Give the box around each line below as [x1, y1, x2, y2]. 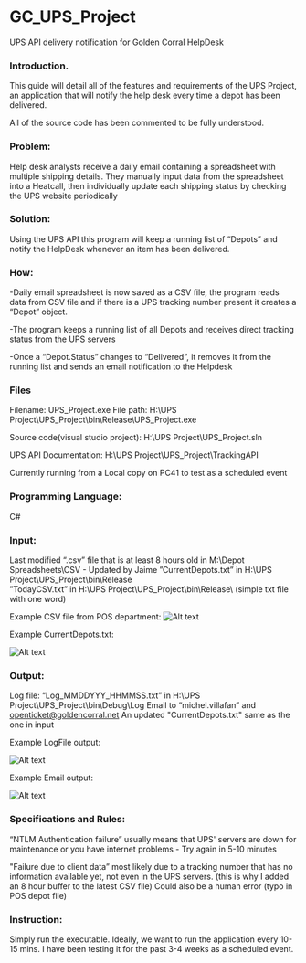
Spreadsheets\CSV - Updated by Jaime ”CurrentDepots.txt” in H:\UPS [9, 565, 272, 576]
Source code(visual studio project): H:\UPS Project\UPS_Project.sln [9, 432, 263, 443]
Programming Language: [9, 491, 122, 503]
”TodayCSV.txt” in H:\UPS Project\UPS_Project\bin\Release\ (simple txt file [9, 584, 290, 595]
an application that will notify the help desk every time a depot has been [9, 90, 280, 101]
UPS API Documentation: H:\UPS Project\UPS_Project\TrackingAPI [9, 450, 259, 460]
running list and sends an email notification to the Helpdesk [9, 361, 233, 372]
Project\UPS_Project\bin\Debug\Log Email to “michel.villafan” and [9, 700, 257, 711]
